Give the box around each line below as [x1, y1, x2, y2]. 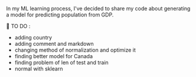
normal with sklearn [14, 65, 63, 72]
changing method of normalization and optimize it [14, 46, 136, 53]
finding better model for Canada [14, 53, 93, 59]
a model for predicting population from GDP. [6, 11, 114, 18]
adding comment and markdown [14, 41, 94, 47]
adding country [14, 34, 52, 41]
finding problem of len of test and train [14, 59, 109, 66]
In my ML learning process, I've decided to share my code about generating [6, 5, 191, 12]
